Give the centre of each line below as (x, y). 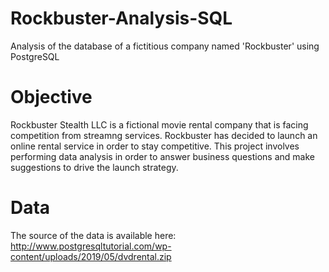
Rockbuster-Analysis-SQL (121, 18)
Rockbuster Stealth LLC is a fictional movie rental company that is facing (159, 124)
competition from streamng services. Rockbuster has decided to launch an (164, 135)
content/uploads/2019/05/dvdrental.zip (91, 256)
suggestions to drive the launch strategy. (94, 167)
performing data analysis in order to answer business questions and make (162, 156)
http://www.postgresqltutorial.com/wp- (91, 246)
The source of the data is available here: (93, 235)
